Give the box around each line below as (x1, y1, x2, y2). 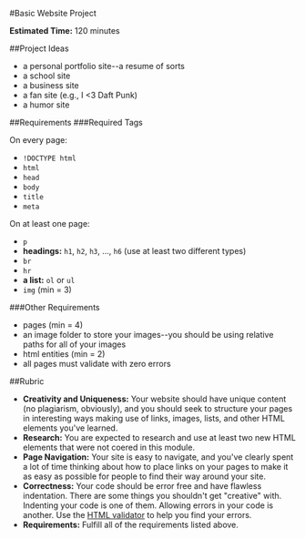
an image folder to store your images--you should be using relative (22, 330, 274, 340)
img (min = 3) (22, 284, 73, 295)
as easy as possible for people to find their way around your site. (22, 471, 267, 482)
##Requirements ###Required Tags (9, 117, 143, 127)
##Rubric (9, 376, 45, 386)
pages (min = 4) (22, 320, 84, 331)
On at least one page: (9, 219, 90, 229)
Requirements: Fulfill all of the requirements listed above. (22, 519, 239, 530)
